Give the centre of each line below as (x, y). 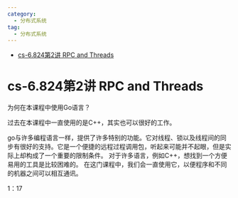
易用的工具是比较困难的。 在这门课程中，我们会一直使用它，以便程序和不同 (117, 165)
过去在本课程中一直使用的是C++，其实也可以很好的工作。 (92, 123)
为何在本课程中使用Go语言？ (49, 108)
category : (22, 14)
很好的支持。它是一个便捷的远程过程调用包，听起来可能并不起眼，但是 (122, 147)
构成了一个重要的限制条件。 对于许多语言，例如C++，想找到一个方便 (126, 156)
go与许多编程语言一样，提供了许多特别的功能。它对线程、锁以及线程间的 (114, 138)
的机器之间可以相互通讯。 (45, 173)
